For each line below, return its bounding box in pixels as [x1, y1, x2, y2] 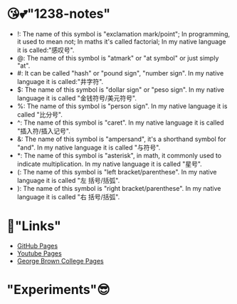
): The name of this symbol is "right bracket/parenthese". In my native [16, 184, 221, 192]
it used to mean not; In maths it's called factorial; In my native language [16, 37, 226, 46]
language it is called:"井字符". [16, 77, 104, 85]
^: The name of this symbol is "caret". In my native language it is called [16, 118, 225, 127]
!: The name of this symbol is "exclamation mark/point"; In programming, [16, 29, 231, 38]
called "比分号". [16, 110, 63, 119]
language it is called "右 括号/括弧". [16, 192, 120, 201]
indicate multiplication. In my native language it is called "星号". [16, 159, 202, 168]
